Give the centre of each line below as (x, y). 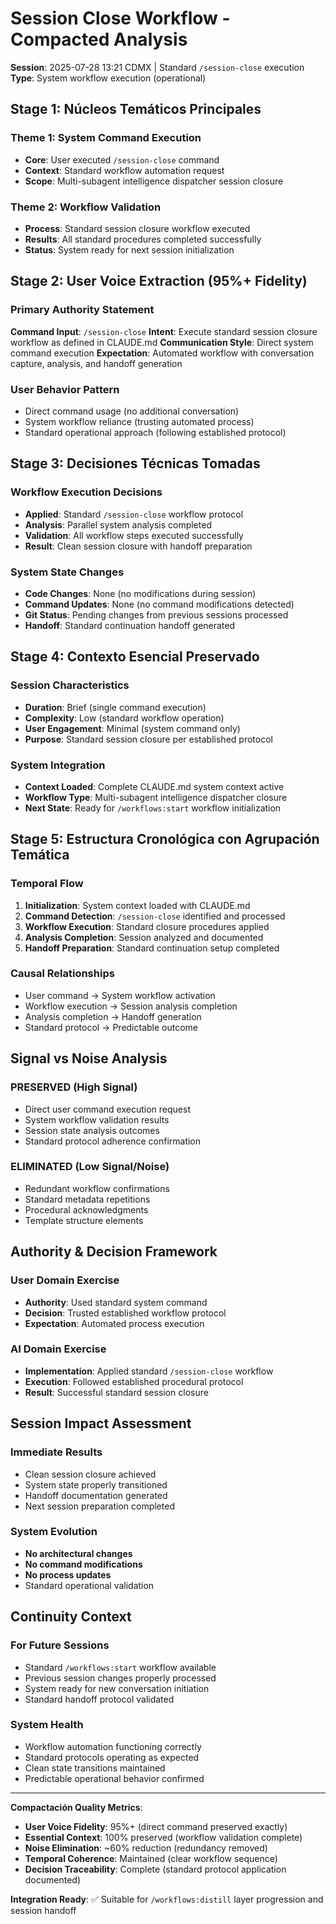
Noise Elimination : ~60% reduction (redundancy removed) (146, 1848)
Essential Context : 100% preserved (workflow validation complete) (163, 1837)
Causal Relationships (62, 974)
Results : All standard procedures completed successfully (143, 239)
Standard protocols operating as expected (112, 1757)
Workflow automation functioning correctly (113, 1746)
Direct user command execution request (107, 1109)
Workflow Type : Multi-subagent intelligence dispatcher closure (156, 797)
